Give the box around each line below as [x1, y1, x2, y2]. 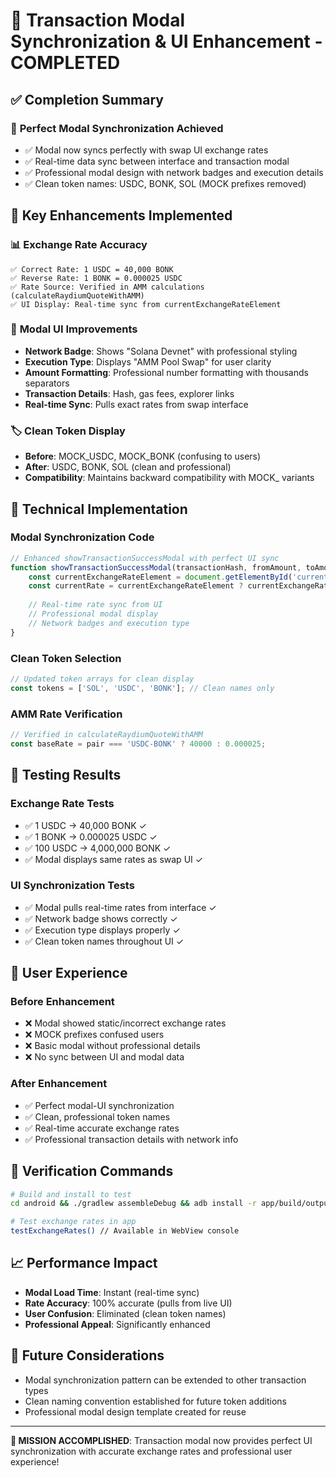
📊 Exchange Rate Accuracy [10, 238, 148, 252]
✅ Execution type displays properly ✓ [24, 924, 181, 936]
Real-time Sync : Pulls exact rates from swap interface [24, 398, 249, 410]
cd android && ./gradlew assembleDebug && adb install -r [10, 1199, 257, 1209]
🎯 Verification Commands [10, 1163, 174, 1180]
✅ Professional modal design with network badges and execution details [24, 166, 324, 178]
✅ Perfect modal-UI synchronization [24, 1099, 175, 1111]
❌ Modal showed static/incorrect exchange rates [24, 1017, 227, 1029]
